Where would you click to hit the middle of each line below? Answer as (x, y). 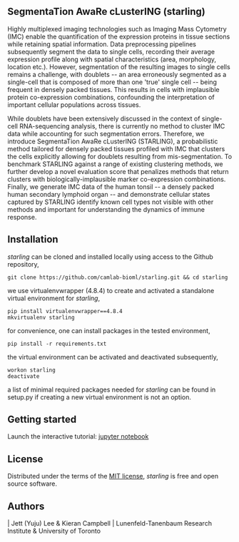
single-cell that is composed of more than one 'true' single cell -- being (112, 82)
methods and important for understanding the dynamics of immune (106, 209)
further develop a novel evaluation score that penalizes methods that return (118, 171)
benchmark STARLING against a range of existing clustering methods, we (115, 164)
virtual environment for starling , (54, 298)
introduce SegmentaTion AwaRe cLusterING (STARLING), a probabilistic (113, 141)
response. (22, 217)
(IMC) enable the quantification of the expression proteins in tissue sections (119, 36)
